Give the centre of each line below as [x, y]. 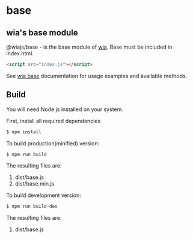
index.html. [20, 53]
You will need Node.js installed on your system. [65, 109]
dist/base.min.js [35, 184]
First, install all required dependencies [54, 121]
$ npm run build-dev [32, 207]
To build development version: [44, 195]
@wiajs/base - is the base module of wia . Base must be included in [89, 47]
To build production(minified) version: [53, 143]
